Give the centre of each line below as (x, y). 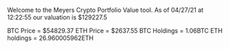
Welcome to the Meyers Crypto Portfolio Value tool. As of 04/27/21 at (105, 10)
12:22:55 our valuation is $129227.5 (57, 17)
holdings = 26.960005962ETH (51, 38)
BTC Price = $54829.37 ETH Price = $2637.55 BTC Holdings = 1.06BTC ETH (115, 31)
